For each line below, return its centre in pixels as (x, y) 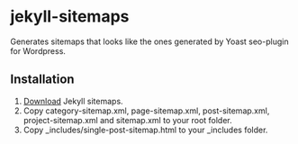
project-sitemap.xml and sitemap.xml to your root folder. (127, 120)
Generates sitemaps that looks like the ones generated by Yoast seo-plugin (149, 41)
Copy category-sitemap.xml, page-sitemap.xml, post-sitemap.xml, (146, 111)
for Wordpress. (38, 50)
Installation (42, 80)
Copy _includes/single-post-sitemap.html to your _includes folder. (145, 130)
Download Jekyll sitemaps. (73, 101)
